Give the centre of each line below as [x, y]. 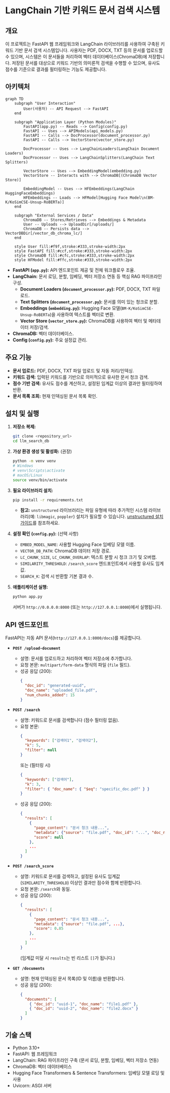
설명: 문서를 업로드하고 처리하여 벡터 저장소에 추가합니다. [76, 659]
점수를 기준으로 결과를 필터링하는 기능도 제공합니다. [56, 69]
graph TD [14, 99]
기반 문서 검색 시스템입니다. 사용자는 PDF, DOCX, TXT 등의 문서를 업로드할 [89, 50]
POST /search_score [33, 866]
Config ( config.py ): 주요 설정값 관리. [50, 340]
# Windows [23, 466]
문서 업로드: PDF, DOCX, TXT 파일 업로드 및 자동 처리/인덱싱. [73, 370]
